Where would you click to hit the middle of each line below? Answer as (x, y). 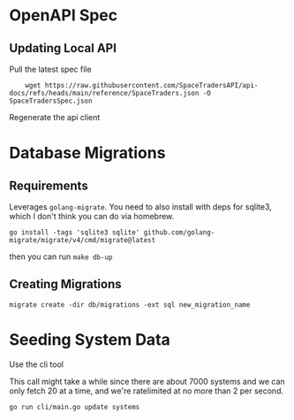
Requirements (49, 185)
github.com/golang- (179, 233)
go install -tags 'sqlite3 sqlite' (75, 233)
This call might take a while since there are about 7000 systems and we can (147, 381)
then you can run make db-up (61, 256)
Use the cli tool (37, 364)
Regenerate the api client (55, 117)
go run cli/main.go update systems (75, 407)
